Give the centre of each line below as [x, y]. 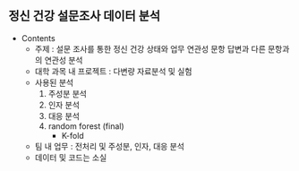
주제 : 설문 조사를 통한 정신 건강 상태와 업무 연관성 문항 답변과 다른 [150, 48]
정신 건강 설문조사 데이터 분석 [85, 16]
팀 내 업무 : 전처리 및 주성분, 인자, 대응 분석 [110, 146]
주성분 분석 [67, 93]
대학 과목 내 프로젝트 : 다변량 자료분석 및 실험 [113, 71]
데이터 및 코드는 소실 [71, 157]
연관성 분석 [64, 60]
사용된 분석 [54, 82]
